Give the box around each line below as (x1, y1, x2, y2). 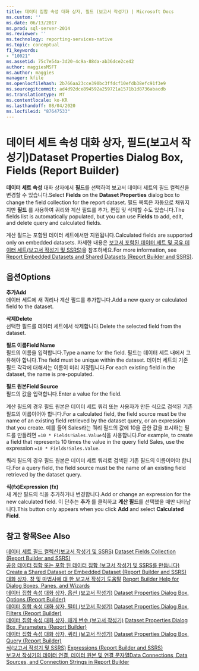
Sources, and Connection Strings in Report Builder (6, 658, 129, 665)
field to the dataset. (6, 303, 54, 310)
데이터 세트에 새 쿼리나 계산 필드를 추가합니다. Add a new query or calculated (6, 296, 188, 303)
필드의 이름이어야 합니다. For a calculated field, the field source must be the (6, 410, 187, 418)
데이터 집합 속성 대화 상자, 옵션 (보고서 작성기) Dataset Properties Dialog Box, (6, 589, 189, 596)
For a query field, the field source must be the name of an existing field (12, 465, 186, 472)
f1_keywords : (6, 48, 39, 54)
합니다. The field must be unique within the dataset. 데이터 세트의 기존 (21, 356, 188, 363)
